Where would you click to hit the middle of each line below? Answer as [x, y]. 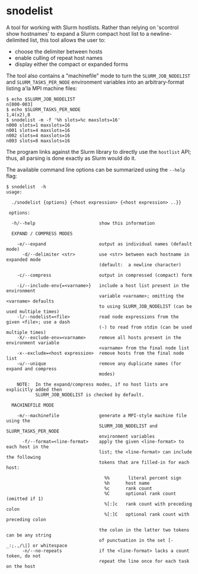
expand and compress [32, 369]
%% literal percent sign [143, 478]
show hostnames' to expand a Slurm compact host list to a [78, 33]
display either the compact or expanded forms [71, 64]
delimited [17, 40]
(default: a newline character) [140, 265]
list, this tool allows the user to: [68, 40]
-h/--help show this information [83, 223]
